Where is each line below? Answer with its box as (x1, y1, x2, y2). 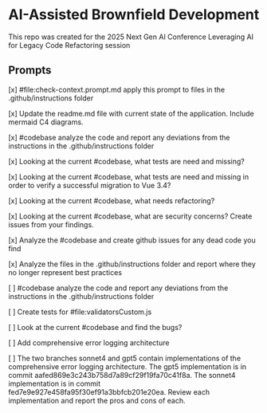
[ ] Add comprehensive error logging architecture (8, 337, 170, 348)
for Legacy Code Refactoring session (8, 40, 131, 49)
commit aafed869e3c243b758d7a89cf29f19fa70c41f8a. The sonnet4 (8, 370, 237, 380)
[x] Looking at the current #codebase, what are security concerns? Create (8, 211, 253, 221)
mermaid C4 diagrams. (8, 117, 84, 127)
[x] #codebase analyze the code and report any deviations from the (8, 132, 230, 142)
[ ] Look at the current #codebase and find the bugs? (8, 322, 183, 332)
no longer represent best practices (8, 267, 122, 277)
